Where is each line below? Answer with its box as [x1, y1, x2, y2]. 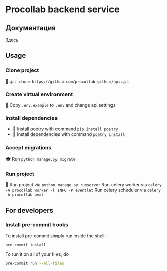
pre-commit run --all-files [5, 261, 65, 266]
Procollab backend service [5, 4, 120, 15]
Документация [5, 24, 57, 32]
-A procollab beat [5, 192, 44, 197]
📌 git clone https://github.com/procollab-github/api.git [5, 78, 130, 84]
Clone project [5, 66, 39, 74]
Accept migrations [5, 144, 52, 151]
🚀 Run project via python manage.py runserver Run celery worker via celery [5, 181, 162, 187]
